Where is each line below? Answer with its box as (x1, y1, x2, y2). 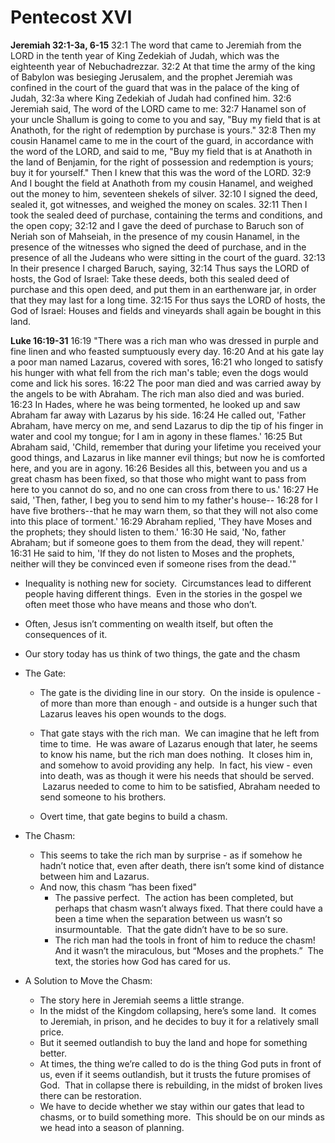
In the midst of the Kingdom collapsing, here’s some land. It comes (39, 1004, 317, 1016)
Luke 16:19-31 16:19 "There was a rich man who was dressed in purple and (10, 334, 319, 346)
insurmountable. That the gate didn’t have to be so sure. (54, 923, 289, 935)
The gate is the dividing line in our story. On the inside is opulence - (39, 686, 322, 698)
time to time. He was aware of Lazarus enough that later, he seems (39, 737, 318, 750)
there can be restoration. (39, 1089, 142, 1101)
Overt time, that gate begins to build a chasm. (39, 810, 228, 822)
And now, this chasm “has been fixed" (39, 881, 198, 893)
